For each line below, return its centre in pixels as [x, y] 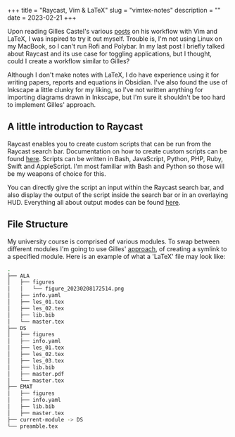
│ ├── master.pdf [36, 374]
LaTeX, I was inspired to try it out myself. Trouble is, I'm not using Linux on [115, 39]
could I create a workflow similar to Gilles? [69, 61]
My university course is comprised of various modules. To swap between [114, 241]
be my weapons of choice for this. [57, 173]
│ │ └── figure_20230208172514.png [66, 289]
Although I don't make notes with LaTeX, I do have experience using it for [113, 75]
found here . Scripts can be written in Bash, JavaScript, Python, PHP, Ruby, [115, 158]
